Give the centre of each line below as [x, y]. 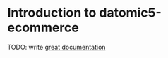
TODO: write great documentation [56, 47]
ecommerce [43, 28]
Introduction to [52, 13]
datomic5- [130, 13]
